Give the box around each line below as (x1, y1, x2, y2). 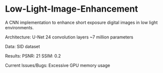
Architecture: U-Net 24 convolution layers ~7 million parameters (5, 34, 134, 40)
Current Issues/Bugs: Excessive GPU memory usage (5, 62, 110, 68)
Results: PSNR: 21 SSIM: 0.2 (5, 53, 61, 59)
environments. (5, 24, 34, 30)
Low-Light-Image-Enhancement (5, 3, 138, 15)
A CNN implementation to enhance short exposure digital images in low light (5, 19, 158, 25)
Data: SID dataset (5, 43, 40, 49)
